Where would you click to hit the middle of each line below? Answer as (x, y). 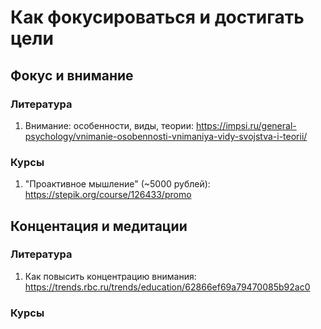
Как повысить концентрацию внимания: (110, 276)
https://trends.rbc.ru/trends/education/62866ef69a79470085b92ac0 (167, 287)
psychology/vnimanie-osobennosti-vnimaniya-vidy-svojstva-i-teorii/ (166, 136)
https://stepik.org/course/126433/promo (108, 195)
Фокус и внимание (72, 75)
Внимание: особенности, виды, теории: (109, 125)
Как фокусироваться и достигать (157, 17)
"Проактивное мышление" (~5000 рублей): (117, 184)
